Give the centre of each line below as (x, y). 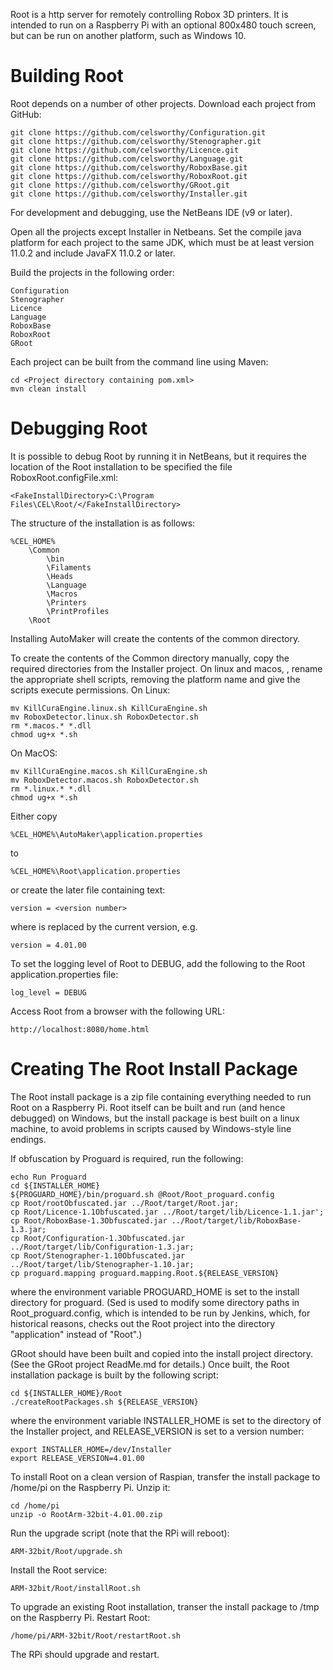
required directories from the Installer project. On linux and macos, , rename (166, 668)
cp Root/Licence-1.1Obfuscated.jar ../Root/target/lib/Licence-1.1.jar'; (167, 1212)
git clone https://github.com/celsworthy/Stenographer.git (136, 141)
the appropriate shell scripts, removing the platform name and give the (155, 679)
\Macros (62, 594)
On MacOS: (34, 753)
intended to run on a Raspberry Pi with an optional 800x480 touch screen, (163, 25)
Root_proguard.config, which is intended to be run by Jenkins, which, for (160, 1313)
